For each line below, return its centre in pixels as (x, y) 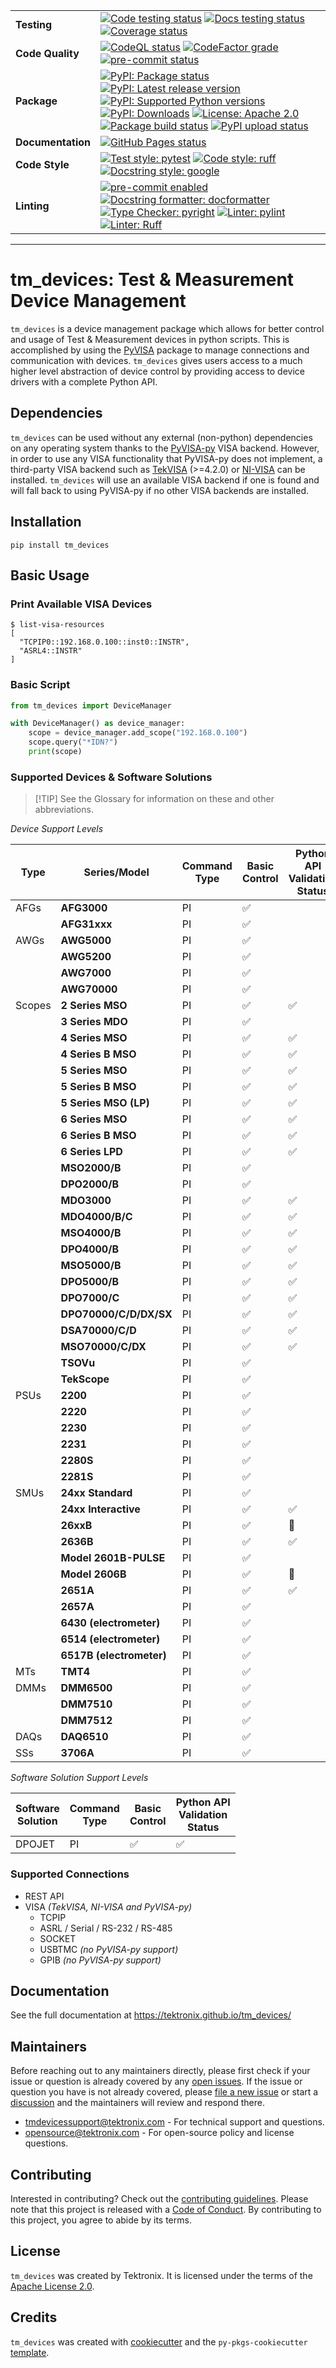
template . (30, 2352)
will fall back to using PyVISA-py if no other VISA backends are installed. (159, 490)
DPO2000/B (89, 1184)
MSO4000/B (91, 1233)
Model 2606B (93, 1574)
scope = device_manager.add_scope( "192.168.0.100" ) (138, 733)
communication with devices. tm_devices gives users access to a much (156, 360)
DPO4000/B (89, 1249)
